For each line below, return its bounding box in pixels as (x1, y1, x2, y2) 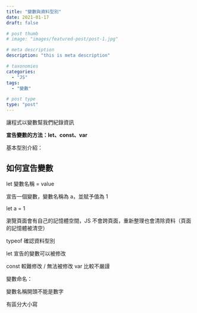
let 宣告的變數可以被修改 (6, 250, 67, 257)
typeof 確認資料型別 (6, 237, 55, 244)
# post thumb (6, 30, 39, 36)
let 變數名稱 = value (6, 180, 55, 187)
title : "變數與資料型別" (6, 8, 61, 15)
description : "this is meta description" (6, 52, 111, 58)
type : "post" (6, 102, 39, 108)
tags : (6, 80, 20, 86)
